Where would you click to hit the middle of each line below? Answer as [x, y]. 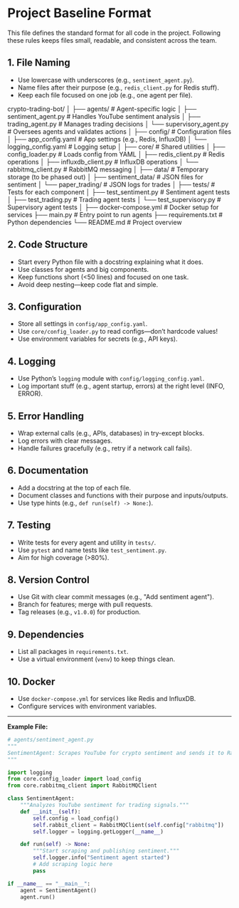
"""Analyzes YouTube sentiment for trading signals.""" [105, 806]
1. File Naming [39, 63]
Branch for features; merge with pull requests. [85, 605]
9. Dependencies [46, 634]
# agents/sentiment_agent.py [51, 740]
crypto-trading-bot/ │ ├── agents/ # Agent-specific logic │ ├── [102, 109]
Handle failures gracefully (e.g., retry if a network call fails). [105, 448]
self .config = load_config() [76, 818]
